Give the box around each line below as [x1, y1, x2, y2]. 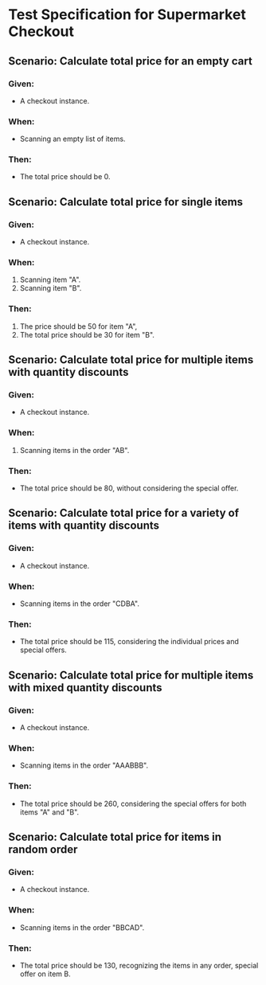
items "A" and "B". [19, 807, 80, 817]
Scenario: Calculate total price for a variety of [8, 506, 240, 520]
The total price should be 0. [19, 172, 111, 182]
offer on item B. [19, 969, 71, 979]
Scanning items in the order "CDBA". [19, 599, 139, 608]
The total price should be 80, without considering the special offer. [19, 483, 239, 493]
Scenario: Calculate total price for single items [8, 195, 244, 209]
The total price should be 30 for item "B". [19, 330, 155, 339]
